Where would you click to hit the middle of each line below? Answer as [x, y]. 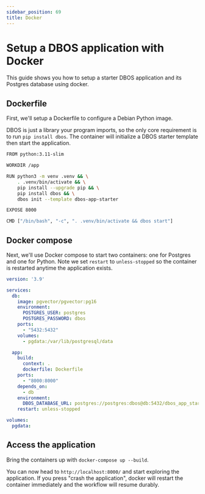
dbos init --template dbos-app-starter [68, 199]
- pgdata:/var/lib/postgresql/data [68, 341]
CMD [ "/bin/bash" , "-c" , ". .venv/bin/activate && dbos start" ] [90, 221]
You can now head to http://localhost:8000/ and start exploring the [93, 471]
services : [19, 290]
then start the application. [39, 143]
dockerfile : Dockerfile [53, 370]
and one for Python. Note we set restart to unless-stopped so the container [102, 261]
